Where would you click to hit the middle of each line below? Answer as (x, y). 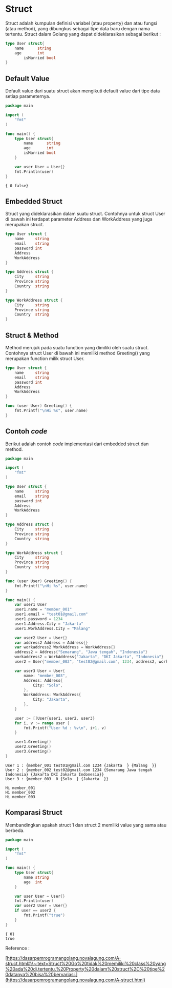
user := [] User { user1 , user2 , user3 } (55, 718)
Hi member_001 (20, 788)
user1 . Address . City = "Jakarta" (49, 624)
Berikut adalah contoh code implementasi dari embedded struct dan (77, 444)
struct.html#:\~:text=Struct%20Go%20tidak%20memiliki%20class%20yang (86, 963)
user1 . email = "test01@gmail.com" (51, 614)
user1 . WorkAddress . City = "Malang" (52, 628)
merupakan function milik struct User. (45, 359)
